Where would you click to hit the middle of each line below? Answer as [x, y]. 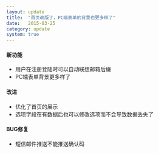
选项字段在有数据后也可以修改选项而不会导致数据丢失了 [84, 114]
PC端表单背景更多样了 [43, 77]
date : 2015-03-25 [31, 23]
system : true [23, 35]
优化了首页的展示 [36, 106]
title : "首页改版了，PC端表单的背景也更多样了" [61, 18]
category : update [28, 29]
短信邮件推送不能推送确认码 [50, 144]
